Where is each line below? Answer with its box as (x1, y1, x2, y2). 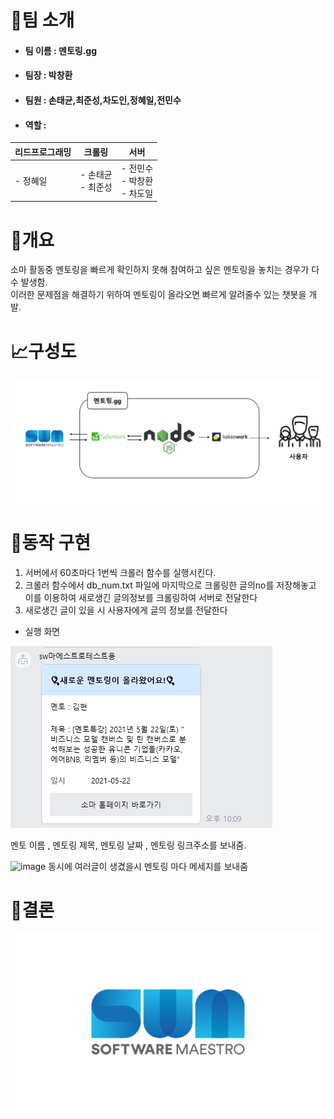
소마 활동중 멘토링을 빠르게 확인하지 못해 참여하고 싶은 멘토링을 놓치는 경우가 (10, 264, 310, 276)
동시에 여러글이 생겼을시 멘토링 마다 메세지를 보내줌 (48, 860, 249, 872)
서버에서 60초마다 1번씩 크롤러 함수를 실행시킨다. (24, 566, 217, 578)
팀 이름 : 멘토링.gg (24, 44, 98, 56)
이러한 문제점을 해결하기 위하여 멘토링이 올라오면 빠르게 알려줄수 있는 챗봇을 (10, 289, 307, 301)
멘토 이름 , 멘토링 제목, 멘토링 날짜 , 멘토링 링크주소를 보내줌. (10, 839, 247, 851)
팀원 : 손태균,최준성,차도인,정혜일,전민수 (24, 94, 182, 106)
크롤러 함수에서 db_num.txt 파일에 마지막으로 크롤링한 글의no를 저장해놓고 (24, 579, 317, 591)
